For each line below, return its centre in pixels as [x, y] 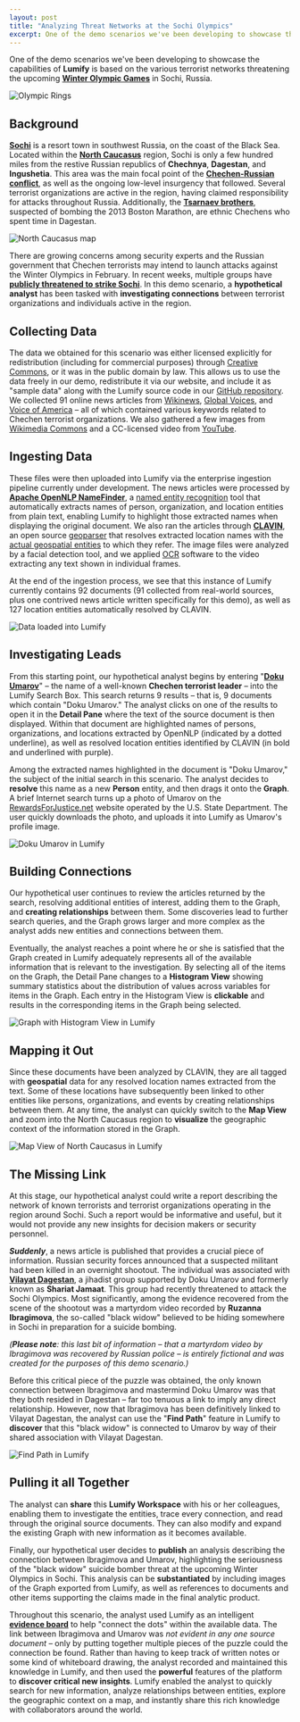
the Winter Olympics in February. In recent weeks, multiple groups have [141, 275]
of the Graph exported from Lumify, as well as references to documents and [149, 1588]
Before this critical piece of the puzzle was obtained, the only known [135, 1381]
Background [44, 124]
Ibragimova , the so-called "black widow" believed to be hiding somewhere [147, 1318]
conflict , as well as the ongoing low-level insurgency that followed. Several [147, 183]
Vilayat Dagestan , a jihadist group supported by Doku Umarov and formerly [149, 1280]
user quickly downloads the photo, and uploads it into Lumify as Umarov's [146, 817]
